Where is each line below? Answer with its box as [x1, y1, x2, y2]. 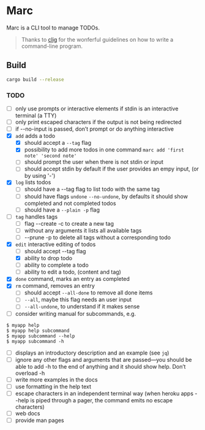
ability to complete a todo [24, 261, 89, 269]
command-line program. [21, 42, 83, 50]
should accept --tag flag [24, 247, 86, 255]
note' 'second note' [24, 153, 77, 159]
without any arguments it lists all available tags [24, 226, 142, 234]
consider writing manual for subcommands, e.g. [15, 310, 136, 317]
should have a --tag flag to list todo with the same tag [24, 185, 160, 193]
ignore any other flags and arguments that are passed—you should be [15, 356, 192, 363]
